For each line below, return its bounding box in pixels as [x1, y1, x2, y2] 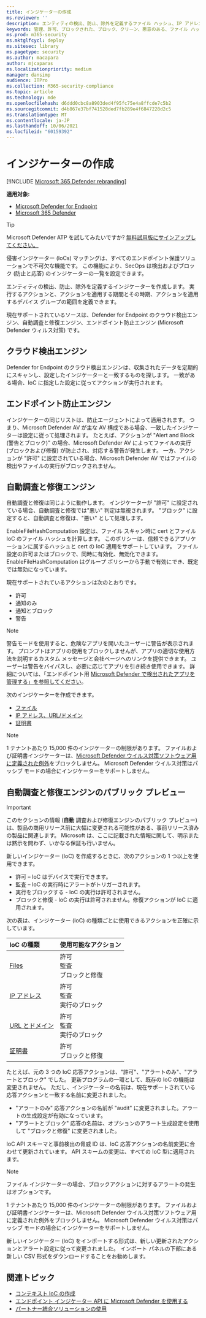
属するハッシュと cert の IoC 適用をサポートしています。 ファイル [32, 543, 199, 550]
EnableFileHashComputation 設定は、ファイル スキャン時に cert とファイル [6, 527, 196, 535]
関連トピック [6, 1272, 55, 1282]
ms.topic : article [6, 89, 53, 95]
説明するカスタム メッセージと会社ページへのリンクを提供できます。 [17, 655, 190, 662]
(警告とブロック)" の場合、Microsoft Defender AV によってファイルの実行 [6, 439, 191, 446]
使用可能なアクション [59, 941, 121, 949]
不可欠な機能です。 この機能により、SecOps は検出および [32, 262, 179, 269]
